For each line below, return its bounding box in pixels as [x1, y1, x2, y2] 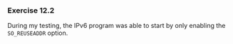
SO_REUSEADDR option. [7, 29, 68, 37]
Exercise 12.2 [7, 6, 55, 15]
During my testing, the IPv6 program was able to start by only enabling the [7, 22, 226, 30]
